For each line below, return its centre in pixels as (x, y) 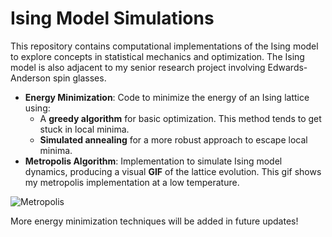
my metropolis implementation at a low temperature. (132, 182)
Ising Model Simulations (112, 18)
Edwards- (287, 67)
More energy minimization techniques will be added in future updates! (154, 221)
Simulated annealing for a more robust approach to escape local (173, 139)
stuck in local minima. (84, 129)
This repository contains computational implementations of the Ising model (164, 46)
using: (37, 108)
